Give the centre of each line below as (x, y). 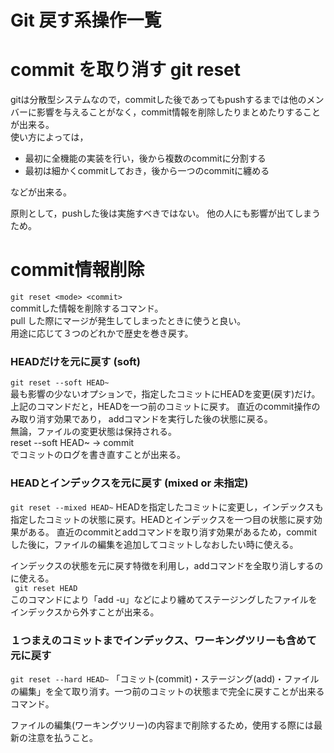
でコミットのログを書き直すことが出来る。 (98, 455)
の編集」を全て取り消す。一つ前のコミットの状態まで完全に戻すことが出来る (167, 691)
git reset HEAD (46, 588)
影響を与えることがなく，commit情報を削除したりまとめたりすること (179, 112)
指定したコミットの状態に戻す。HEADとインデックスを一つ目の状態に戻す (162, 519)
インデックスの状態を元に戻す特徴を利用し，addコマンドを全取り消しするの (167, 565)
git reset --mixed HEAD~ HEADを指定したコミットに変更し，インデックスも (167, 507)
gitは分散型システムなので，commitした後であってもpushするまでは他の (158, 100)
